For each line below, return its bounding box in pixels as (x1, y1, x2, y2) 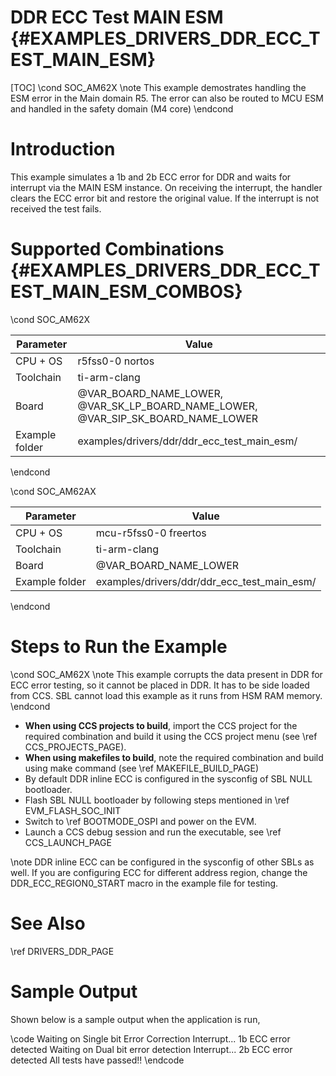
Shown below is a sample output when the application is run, (10, 1013, 261, 1025)
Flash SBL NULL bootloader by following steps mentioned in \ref (24, 794, 290, 806)
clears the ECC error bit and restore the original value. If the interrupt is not (10, 192, 320, 204)
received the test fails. (10, 202, 102, 215)
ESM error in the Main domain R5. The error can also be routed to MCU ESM (10, 92, 324, 104)
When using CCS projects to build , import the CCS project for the (24, 719, 298, 731)
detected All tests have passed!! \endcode (10, 1054, 185, 1066)
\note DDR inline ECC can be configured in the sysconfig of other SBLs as (10, 856, 315, 868)
